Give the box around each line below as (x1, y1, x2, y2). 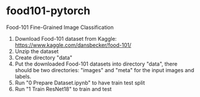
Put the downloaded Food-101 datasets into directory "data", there (14, 60, 178, 67)
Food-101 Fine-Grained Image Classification (6, 24, 114, 31)
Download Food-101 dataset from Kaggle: (14, 35, 117, 42)
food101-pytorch (6, 4, 91, 18)
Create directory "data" (14, 54, 73, 61)
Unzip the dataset (14, 47, 59, 54)
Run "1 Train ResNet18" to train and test (14, 85, 112, 92)
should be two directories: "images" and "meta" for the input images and (14, 66, 195, 73)
